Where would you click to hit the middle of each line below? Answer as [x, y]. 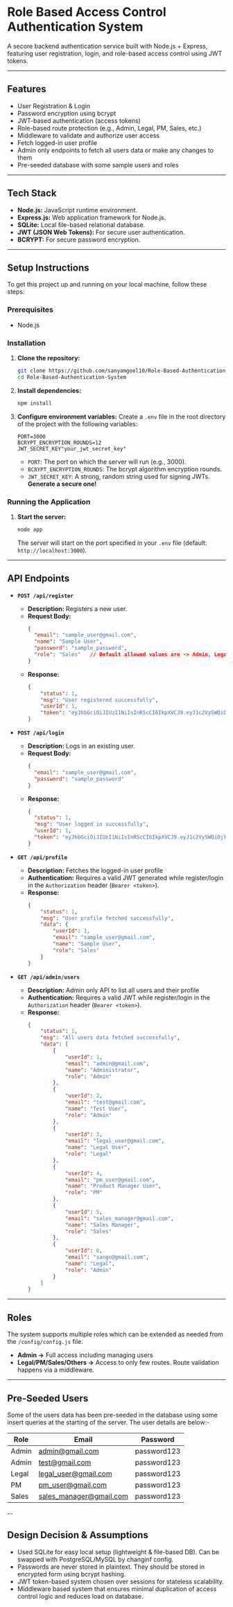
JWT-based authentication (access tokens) [79, 120]
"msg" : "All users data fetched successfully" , [110, 1038]
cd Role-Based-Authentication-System [72, 377]
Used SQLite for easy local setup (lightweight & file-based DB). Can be [118, 1551]
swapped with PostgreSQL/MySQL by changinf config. [95, 1559]
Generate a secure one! [62, 484]
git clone [32, 371]
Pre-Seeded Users [48, 1398]
